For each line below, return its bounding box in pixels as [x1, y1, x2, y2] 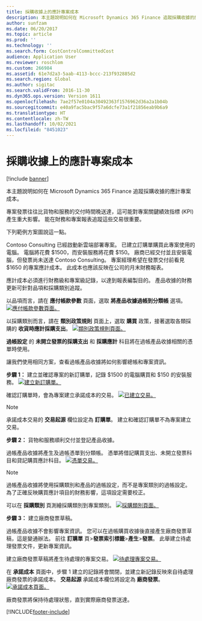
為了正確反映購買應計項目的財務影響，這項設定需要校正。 [6, 489, 148, 496]
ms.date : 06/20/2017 [6, 25, 58, 32]
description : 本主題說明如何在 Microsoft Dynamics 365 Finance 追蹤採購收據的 [6, 14, 195, 21]
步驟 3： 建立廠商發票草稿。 [6, 514, 76, 521]
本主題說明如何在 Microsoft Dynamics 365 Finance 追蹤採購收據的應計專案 [6, 187, 191, 195]
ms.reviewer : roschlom [6, 59, 63, 65]
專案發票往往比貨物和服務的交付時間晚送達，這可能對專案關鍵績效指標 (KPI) [6, 208, 194, 215]
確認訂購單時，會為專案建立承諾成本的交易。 [6, 391, 117, 399]
